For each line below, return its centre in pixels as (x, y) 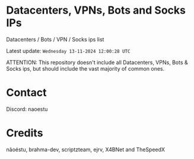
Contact (26, 93)
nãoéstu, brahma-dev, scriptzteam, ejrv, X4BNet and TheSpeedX (85, 150)
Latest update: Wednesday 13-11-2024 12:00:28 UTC (68, 50)
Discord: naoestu (27, 109)
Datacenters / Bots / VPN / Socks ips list (55, 39)
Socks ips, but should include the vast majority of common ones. (85, 68)
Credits (25, 133)
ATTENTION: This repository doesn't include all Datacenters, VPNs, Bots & (97, 62)
